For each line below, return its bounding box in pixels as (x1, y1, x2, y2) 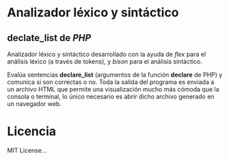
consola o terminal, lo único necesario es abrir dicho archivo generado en (7, 92, 215, 101)
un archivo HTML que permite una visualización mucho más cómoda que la (7, 85, 220, 93)
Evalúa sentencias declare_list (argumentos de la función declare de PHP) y (7, 70, 223, 79)
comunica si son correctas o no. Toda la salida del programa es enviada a (7, 78, 215, 86)
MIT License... (7, 146, 47, 155)
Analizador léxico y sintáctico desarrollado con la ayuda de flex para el (7, 50, 206, 58)
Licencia (7, 124, 57, 139)
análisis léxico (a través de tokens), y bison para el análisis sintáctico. (7, 57, 203, 66)
